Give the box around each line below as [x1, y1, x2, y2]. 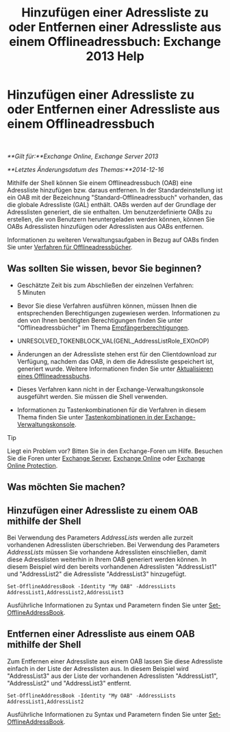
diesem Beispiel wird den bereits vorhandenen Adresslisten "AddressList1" [7, 562, 218, 570]
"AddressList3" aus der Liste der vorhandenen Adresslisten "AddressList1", [7, 672, 218, 680]
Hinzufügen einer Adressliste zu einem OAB [7, 504, 199, 516]
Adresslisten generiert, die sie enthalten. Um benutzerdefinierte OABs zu [7, 208, 212, 216]
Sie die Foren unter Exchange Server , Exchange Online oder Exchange [7, 454, 205, 462]
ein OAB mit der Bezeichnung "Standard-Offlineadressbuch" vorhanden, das [7, 193, 224, 202]
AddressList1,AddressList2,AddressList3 [7, 589, 125, 596]
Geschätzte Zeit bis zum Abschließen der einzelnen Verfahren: [16, 281, 194, 289]
